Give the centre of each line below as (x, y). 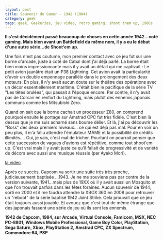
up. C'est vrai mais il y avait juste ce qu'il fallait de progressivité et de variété (81, 148)
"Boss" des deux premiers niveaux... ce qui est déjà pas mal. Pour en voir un (81, 127)
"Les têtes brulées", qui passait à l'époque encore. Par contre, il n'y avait (78, 92)
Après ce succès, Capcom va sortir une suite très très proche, (67, 172)
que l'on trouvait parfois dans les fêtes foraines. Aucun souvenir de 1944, (78, 187)
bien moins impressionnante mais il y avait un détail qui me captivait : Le (77, 67)
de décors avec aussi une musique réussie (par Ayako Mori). (65, 153)
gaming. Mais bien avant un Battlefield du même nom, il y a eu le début (78, 42)
